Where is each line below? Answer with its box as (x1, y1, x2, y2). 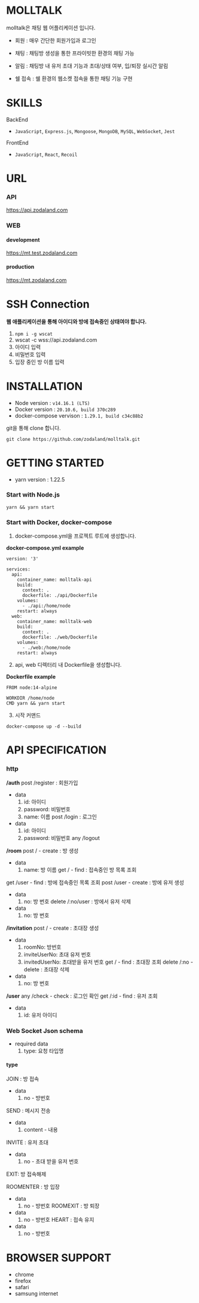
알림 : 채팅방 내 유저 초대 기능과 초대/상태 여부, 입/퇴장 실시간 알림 (14, 62, 169, 69)
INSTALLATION (6, 379, 82, 393)
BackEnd (6, 116, 28, 123)
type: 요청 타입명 (23, 1047, 64, 1054)
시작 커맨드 (14, 712, 41, 719)
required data (14, 1040, 48, 1047)
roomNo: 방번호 (23, 943, 62, 951)
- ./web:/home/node (22, 645, 71, 651)
